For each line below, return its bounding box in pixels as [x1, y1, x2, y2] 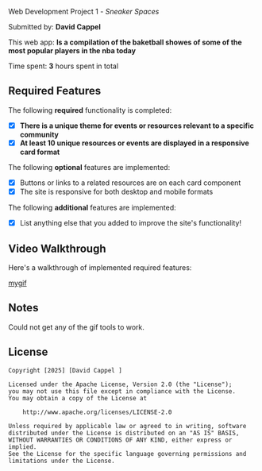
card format [19, 147, 60, 156]
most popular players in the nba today [8, 46, 137, 55]
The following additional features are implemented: [8, 203, 176, 213]
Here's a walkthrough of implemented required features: [8, 262, 192, 272]
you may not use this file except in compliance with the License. [8, 387, 237, 396]
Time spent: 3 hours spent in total [8, 61, 119, 71]
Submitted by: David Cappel [8, 22, 101, 31]
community [19, 129, 60, 139]
